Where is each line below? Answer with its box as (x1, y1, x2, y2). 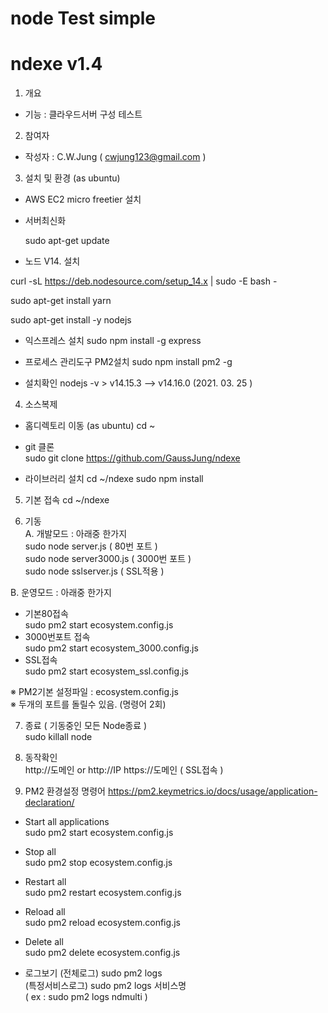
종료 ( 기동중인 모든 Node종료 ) (24, 720, 148, 732)
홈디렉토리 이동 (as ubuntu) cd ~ (24, 420, 156, 432)
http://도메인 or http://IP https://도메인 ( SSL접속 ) (24, 764, 224, 776)
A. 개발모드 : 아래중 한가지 (24, 528, 128, 540)
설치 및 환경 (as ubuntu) (24, 172, 121, 184)
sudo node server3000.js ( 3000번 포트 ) (24, 553, 192, 565)
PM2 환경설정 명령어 (24, 785, 106, 797)
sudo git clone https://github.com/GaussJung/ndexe (24, 452, 241, 464)
